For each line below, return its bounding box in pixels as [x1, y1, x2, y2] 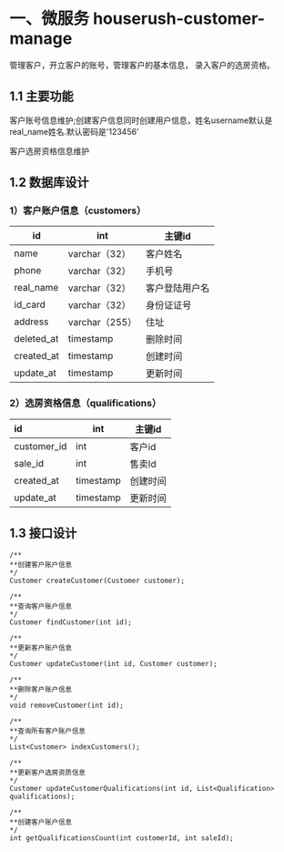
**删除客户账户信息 [9, 684, 73, 693]
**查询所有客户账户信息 [9, 726, 86, 735]
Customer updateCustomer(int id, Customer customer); [9, 659, 218, 668]
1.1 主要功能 [9, 88, 75, 105]
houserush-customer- [92, 8, 266, 29]
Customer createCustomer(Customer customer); [9, 576, 185, 585]
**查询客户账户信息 [9, 601, 73, 611]
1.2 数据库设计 [9, 175, 89, 190]
